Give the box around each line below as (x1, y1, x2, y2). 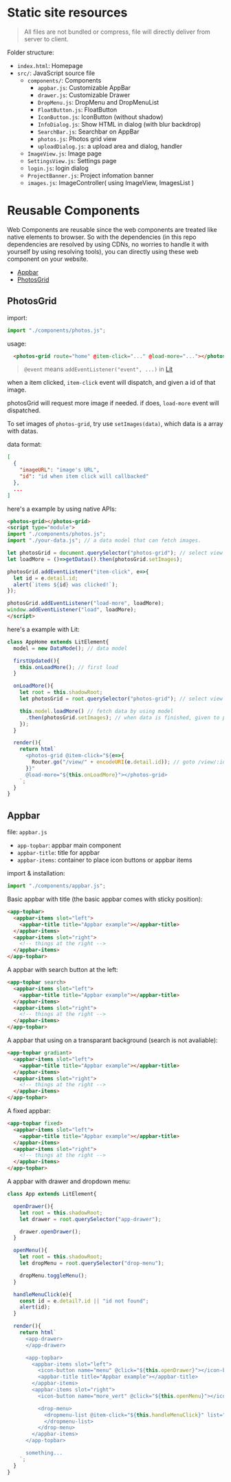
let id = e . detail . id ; (13, 575, 78, 582)
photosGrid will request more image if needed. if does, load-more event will (7, 399, 219, 407)
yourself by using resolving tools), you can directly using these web (7, 247, 199, 255)
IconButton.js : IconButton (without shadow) (37, 112, 164, 121)
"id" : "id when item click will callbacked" (19, 473, 149, 480)
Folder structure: (7, 48, 55, 56)
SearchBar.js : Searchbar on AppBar (37, 127, 140, 136)
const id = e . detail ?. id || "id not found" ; (19, 1298, 149, 1304)
